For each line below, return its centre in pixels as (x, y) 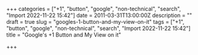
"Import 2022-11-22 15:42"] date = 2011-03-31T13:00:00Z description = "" (99, 15)
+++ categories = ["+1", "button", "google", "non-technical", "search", (94, 9)
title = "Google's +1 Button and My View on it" (64, 35)
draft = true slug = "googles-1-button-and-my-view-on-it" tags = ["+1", (95, 22)
